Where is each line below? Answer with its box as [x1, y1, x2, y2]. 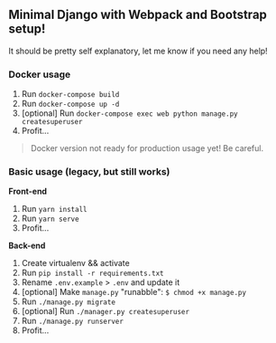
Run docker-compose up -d [21, 99, 120, 110]
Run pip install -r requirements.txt [21, 267, 164, 279]
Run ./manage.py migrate [21, 296, 116, 307]
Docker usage [8, 68, 71, 81]
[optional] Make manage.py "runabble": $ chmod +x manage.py [21, 287, 247, 298]
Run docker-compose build [21, 89, 120, 100]
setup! [8, 22, 46, 37]
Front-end [8, 186, 47, 197]
